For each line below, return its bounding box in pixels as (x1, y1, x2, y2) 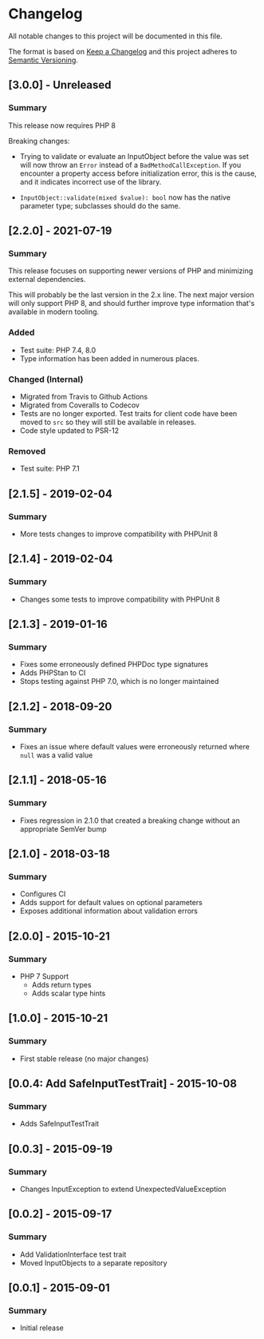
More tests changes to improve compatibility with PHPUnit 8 (19, 529, 218, 538)
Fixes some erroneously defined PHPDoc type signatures (19, 660, 209, 669)
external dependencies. (8, 275, 86, 284)
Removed (8, 445, 46, 456)
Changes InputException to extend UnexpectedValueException (19, 1184, 227, 1194)
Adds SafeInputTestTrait (19, 1119, 100, 1129)
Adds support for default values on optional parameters (19, 898, 203, 908)
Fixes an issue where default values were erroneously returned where (19, 741, 250, 751)
